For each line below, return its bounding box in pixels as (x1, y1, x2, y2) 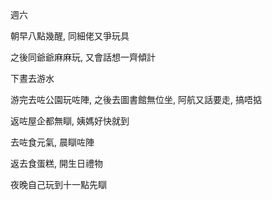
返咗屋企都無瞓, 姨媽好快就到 (10, 115, 130, 127)
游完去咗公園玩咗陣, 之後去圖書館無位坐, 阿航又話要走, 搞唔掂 (10, 94, 262, 105)
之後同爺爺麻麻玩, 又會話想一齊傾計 (10, 51, 156, 63)
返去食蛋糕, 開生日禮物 (10, 158, 103, 169)
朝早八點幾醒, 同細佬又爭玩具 (10, 30, 130, 42)
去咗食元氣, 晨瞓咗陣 (10, 136, 95, 148)
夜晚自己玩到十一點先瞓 (10, 179, 107, 190)
